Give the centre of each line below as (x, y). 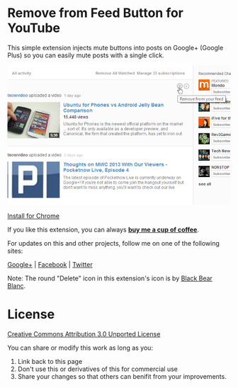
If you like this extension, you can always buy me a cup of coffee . (103, 229)
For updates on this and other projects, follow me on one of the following (113, 243)
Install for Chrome (34, 216)
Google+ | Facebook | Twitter (50, 264)
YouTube (34, 28)
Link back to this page (50, 361)
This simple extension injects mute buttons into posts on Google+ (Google (115, 47)
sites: (15, 251)
